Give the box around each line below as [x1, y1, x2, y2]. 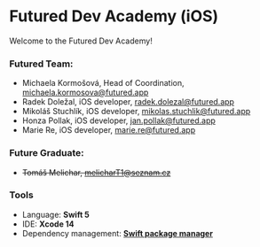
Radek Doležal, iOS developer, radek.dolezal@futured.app [21, 96, 235, 107]
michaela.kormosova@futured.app [21, 87, 149, 98]
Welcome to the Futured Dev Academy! [9, 35, 153, 46]
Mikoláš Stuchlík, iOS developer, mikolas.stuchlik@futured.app [21, 106, 251, 117]
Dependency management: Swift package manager [21, 228, 213, 238]
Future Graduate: [9, 147, 84, 159]
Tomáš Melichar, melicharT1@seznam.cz [21, 166, 171, 178]
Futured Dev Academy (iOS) [9, 6, 219, 27]
